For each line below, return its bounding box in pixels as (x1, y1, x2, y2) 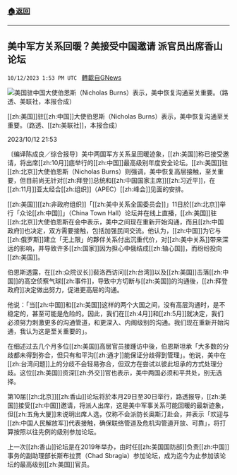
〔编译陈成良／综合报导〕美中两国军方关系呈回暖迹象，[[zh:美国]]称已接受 (7, 150, 224, 158)
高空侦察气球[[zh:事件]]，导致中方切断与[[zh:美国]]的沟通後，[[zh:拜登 (24, 277, 228, 285)
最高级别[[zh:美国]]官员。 (19, 460, 94, 469)
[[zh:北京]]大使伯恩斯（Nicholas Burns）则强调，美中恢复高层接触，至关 (7, 167, 218, 176)
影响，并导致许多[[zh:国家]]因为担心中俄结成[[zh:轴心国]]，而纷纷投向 (19, 244, 222, 253)
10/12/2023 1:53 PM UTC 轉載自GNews (7, 73, 122, 82)
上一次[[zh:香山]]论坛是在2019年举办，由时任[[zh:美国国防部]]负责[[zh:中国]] (7, 443, 230, 451)
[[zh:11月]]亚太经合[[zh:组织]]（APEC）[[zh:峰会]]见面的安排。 (7, 185, 188, 193)
